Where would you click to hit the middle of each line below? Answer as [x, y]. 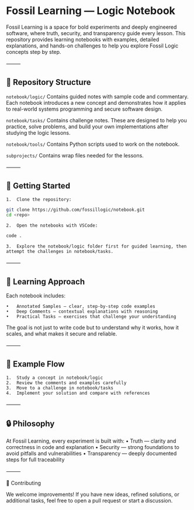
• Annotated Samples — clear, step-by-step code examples [81, 306]
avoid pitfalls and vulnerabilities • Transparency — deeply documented [91, 453]
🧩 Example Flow [35, 364]
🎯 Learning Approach [46, 281]
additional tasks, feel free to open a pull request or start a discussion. [89, 500]
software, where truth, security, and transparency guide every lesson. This [96, 33]
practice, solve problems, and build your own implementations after [87, 126]
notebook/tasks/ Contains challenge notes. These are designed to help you [96, 120]
